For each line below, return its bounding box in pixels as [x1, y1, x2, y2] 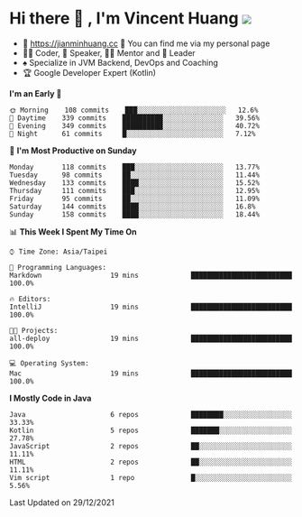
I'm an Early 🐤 [9, 88, 62, 98]
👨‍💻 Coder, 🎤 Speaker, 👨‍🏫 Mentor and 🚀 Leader [22, 47, 196, 58]
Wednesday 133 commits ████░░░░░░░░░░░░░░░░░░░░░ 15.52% [9, 178, 260, 188]
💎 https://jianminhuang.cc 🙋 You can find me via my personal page [22, 38, 270, 49]
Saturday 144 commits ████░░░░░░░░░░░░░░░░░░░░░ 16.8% [9, 202, 256, 211]
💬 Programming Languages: [9, 263, 106, 272]
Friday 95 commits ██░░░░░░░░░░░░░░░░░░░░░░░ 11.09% [9, 194, 260, 203]
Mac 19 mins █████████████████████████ [9, 369, 293, 378]
